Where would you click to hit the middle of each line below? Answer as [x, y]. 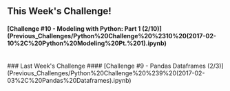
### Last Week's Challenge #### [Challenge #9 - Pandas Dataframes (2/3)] [115, 66]
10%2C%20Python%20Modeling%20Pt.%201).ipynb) [87, 43]
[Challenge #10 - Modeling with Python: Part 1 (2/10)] [84, 28]
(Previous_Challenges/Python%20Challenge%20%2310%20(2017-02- [112, 36]
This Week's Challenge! [59, 11]
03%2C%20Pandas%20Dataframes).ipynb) [70, 80]
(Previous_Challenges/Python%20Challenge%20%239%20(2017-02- [106, 73]
